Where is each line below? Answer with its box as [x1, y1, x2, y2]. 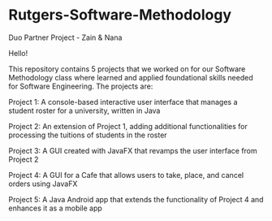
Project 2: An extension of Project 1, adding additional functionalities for [8, 121, 248, 131]
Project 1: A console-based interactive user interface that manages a [8, 97, 238, 106]
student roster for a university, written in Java [8, 106, 161, 115]
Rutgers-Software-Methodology [8, 6, 232, 24]
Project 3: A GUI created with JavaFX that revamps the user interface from [8, 145, 257, 155]
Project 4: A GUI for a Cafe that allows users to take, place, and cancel [8, 170, 244, 180]
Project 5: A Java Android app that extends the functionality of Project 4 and [8, 194, 264, 204]
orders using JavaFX [8, 179, 78, 188]
